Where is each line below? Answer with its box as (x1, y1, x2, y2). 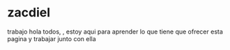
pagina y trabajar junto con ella (7, 34, 96, 42)
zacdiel (7, 5, 51, 21)
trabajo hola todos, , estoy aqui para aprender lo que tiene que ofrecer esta (7, 27, 223, 36)
